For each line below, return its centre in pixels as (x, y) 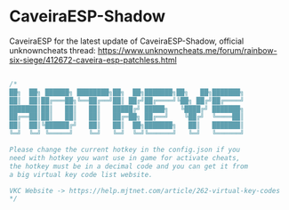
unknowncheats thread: (52, 50)
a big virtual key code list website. (81, 174)
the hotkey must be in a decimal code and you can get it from (129, 166)
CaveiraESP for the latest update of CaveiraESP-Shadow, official (127, 41)
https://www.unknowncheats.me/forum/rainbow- (187, 50)
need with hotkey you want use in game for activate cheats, (125, 157)
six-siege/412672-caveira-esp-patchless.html (93, 60)
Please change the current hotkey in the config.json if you (125, 150)
